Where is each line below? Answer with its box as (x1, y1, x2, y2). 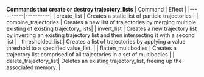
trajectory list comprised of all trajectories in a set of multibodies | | (6, 51, 175, 58)
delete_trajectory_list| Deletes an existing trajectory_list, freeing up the (6, 58, 183, 64)
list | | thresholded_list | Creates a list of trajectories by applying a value (6, 38, 186, 45)
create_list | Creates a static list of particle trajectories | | (56, 12, 199, 19)
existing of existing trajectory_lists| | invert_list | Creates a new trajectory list (6, 25, 197, 32)
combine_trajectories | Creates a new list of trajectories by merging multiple (6, 19, 197, 25)
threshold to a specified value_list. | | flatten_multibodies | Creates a (6, 44, 177, 52)
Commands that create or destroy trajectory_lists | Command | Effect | (6, 6, 187, 13)
